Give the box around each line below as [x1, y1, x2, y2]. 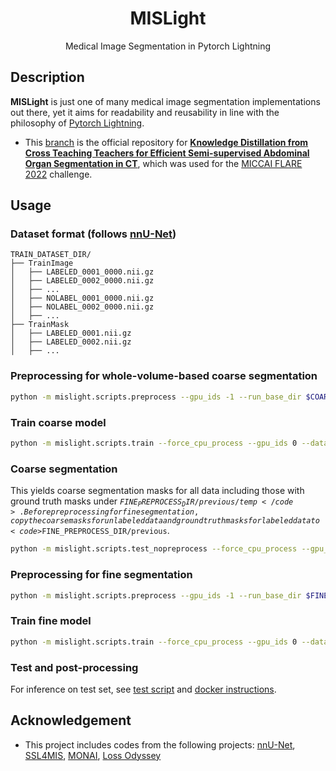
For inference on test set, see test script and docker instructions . [10, 683, 277, 695]
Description [10, 69, 85, 86]
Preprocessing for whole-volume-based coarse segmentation [10, 369, 318, 383]
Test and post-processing [10, 660, 139, 674]
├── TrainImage [10, 258, 74, 269]
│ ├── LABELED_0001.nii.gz [10, 328, 132, 339]
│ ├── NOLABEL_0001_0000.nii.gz [10, 293, 155, 304]
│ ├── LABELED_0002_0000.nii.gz [10, 276, 155, 286]
